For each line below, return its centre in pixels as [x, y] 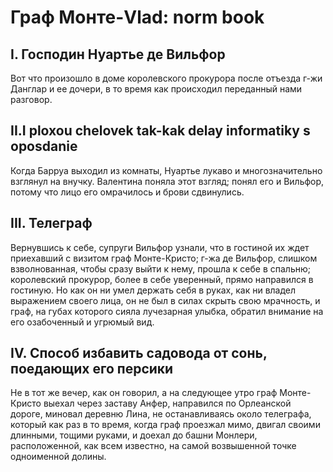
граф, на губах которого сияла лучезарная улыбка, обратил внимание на [167, 311]
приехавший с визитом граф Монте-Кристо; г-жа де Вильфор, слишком [164, 258]
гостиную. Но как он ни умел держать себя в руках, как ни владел [153, 290]
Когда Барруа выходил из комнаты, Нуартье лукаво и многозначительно [166, 170]
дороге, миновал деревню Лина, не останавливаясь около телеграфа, [161, 414]
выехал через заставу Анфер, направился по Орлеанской [167, 403]
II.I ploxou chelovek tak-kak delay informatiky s [160, 131]
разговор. [31, 99]
